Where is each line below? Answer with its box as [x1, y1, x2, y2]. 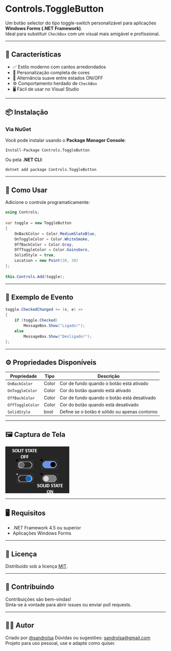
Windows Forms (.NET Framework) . [5, 25, 82, 31]
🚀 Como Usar [5, 186, 48, 194]
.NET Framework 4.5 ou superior [12, 525, 81, 531]
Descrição [97, 373, 120, 379]
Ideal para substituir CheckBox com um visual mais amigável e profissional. [5, 31, 160, 37]
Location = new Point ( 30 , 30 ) [14, 258, 79, 263]
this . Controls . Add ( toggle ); [5, 274, 65, 279]
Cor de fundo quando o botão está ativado [59, 380, 149, 387]
